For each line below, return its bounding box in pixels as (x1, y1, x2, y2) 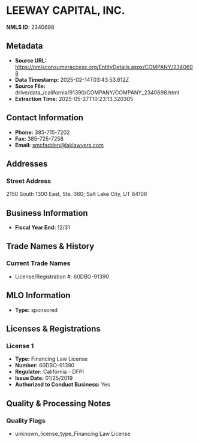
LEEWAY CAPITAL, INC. (6, 4, 125, 17)
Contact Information (6, 112, 84, 123)
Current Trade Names (6, 259, 71, 267)
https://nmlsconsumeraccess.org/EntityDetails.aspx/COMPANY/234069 (14, 63, 193, 70)
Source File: (14, 82, 46, 90)
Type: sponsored (14, 306, 58, 313)
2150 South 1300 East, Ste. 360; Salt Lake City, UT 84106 (6, 191, 147, 198)
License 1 (6, 341, 34, 350)
